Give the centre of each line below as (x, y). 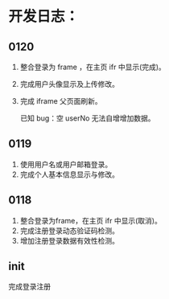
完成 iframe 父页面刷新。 (61, 101)
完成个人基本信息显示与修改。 (69, 174)
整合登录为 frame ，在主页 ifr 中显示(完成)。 (93, 67)
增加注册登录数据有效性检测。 (69, 240)
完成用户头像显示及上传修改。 (69, 84)
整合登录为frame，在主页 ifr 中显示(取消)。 (91, 220)
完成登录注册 (29, 287)
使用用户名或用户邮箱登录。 (66, 164)
